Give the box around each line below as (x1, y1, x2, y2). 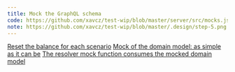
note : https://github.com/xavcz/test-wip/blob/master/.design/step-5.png (7, 23, 227, 30)
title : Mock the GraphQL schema (7, 10, 101, 17)
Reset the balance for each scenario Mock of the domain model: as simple (7, 43, 222, 51)
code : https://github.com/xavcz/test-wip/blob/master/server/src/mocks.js (7, 17, 230, 24)
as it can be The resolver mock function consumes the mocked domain (7, 50, 212, 58)
